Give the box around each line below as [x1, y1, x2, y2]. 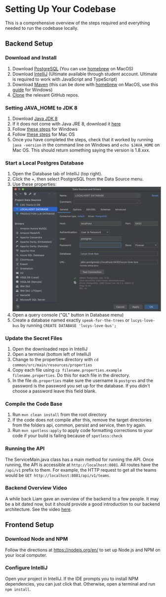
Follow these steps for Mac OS [12, 131, 75, 137]
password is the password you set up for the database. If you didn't [12, 382, 150, 388]
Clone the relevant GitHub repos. [12, 92, 80, 98]
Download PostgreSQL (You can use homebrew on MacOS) [12, 65, 133, 71]
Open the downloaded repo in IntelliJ [12, 346, 88, 352]
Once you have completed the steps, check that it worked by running [12, 136, 153, 142]
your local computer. [5, 552, 47, 558]
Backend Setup [5, 40, 53, 48]
